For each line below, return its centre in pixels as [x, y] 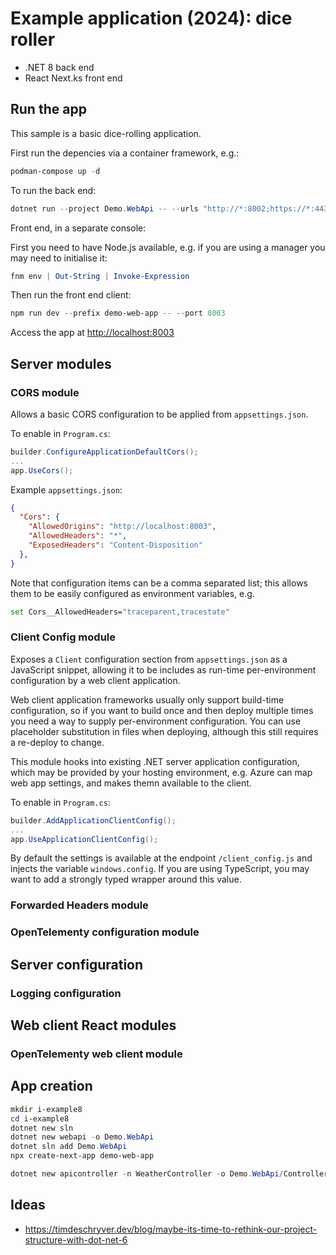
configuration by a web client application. [95, 680]
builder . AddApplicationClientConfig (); [93, 820]
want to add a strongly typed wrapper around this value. [126, 879]
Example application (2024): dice [151, 18]
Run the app [48, 109]
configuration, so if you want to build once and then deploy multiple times [162, 710]
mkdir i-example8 [46, 1109]
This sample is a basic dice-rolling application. [106, 133]
